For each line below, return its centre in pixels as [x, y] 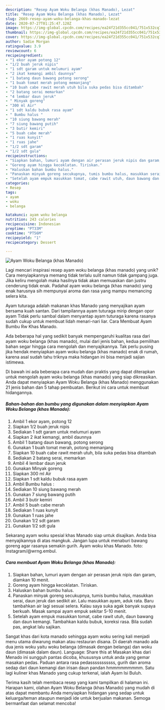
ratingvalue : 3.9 [23, 46]
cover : [12, 37]
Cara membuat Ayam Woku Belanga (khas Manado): [61, 562]
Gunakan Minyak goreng [37, 469]
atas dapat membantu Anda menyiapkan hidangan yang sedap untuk [75, 693]
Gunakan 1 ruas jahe [33, 515]
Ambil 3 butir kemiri [32, 500]
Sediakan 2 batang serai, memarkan [49, 458]
